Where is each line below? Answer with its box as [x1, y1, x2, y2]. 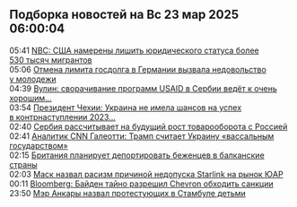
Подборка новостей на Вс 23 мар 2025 [9, 7, 240, 22]
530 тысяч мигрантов [9, 54, 92, 65]
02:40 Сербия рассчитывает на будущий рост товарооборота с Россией [9, 121, 288, 132]
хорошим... [9, 92, 52, 103]
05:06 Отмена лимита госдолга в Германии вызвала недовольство [9, 64, 266, 74]
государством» [9, 140, 69, 151]
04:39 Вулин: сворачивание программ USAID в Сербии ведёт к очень [9, 82, 277, 93]
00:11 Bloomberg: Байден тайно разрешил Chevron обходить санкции [9, 178, 274, 189]
